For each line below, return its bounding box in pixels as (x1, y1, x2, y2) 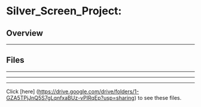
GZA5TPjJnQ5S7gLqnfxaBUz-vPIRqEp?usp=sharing (6, 94, 135, 101)
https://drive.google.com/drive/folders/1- (38, 88, 139, 95)
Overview (6, 28, 44, 38)
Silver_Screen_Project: (6, 4, 122, 18)
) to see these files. (134, 94, 182, 101)
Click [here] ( (6, 88, 39, 95)
